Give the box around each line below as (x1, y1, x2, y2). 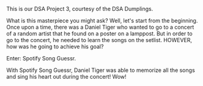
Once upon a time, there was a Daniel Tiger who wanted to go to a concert (6, 24, 194, 30)
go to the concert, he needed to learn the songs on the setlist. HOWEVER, (6, 37, 193, 43)
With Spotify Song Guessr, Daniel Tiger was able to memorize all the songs (6, 66, 196, 74)
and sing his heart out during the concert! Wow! (6, 73, 127, 80)
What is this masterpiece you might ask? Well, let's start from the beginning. (6, 17, 198, 24)
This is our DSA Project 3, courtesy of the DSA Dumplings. (6, 5, 153, 12)
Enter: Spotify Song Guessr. (6, 55, 76, 62)
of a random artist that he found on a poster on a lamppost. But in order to (6, 30, 193, 37)
